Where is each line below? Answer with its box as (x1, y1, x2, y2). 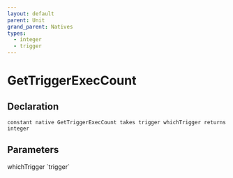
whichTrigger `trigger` (7, 162, 70, 171)
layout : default (7, 10, 54, 17)
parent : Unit (7, 17, 45, 24)
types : (7, 29, 27, 37)
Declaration (7, 101, 59, 112)
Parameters (7, 144, 59, 156)
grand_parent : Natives (7, 23, 73, 30)
